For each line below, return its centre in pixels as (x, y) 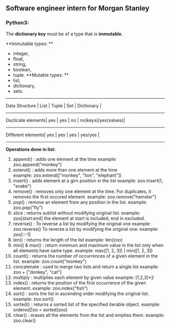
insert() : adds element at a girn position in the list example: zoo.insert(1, (88, 180)
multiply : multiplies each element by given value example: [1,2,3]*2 (83, 277)
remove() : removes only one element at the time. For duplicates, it (82, 191)
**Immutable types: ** (30, 44)
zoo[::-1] (22, 234)
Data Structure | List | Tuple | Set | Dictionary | (54, 105)
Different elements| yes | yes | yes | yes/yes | (53, 135)
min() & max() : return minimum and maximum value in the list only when (88, 245)
